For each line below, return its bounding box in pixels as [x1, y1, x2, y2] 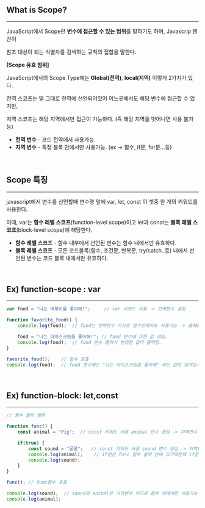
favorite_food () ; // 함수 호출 [6, 356, 89, 362]
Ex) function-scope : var [6, 284, 101, 295]
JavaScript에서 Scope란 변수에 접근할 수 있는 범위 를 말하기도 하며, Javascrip [6, 27, 191, 35]
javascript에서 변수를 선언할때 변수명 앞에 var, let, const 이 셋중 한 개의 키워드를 [6, 198, 198, 205]
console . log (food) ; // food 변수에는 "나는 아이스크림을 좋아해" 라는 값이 [6, 362, 182, 368]
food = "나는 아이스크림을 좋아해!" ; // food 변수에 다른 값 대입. [17, 334, 168, 340]
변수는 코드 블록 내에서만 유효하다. [26, 254, 109, 262]
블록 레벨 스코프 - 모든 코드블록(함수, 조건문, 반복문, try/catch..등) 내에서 [15, 246, 188, 254]
